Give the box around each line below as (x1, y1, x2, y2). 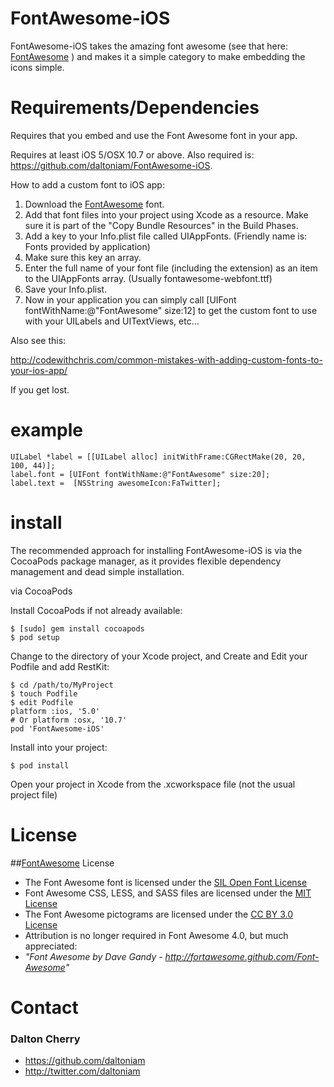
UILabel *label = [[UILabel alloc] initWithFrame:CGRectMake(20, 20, (10, 452, 307, 462)
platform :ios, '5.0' (10, 706, 101, 716)
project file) (10, 788, 58, 801)
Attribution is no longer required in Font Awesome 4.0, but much (24, 929, 289, 941)
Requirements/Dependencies (10, 97, 260, 119)
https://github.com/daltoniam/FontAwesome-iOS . (10, 159, 213, 171)
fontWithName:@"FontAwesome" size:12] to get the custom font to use (24, 304, 318, 316)
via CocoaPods (10, 585, 73, 597)
